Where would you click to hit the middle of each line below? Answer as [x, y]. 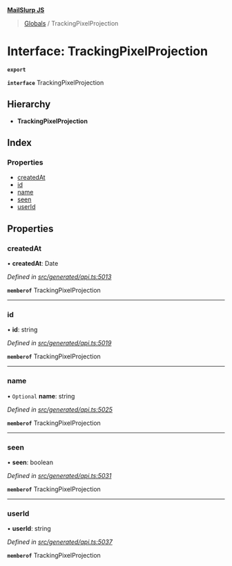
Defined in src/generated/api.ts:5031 [59, 476]
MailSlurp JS [26, 10]
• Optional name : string [41, 396]
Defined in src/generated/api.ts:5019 [59, 343]
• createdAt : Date [33, 264]
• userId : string [29, 529]
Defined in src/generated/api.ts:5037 [60, 542]
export [17, 70]
